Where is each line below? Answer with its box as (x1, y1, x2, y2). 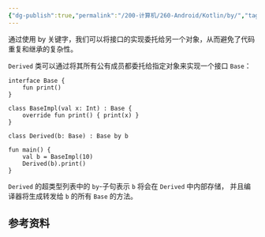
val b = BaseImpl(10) (22, 152, 93, 160)
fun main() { (8, 145, 51, 154)
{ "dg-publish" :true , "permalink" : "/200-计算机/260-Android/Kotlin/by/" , (8, 11, 245, 20)
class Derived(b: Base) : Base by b (8, 132, 129, 140)
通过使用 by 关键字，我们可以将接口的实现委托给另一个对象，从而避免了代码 (8, 34, 256, 43)
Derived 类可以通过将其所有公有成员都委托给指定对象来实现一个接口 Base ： (8, 61, 252, 70)
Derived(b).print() (22, 160, 87, 167)
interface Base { (8, 77, 65, 85)
